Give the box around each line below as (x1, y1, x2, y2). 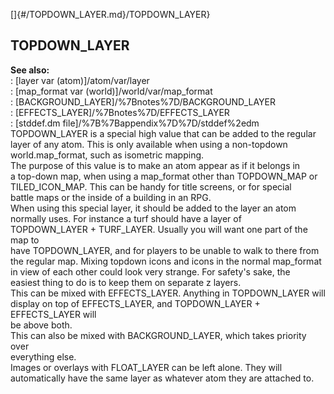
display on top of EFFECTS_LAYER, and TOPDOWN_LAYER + (10, 297, 261, 309)
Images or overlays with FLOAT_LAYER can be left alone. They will (10, 361, 283, 373)
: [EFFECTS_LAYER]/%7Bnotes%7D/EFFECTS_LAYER (10, 106, 230, 118)
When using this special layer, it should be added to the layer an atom (10, 202, 297, 214)
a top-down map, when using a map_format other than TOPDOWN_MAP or (10, 170, 318, 182)
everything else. (10, 350, 77, 363)
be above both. (10, 319, 73, 331)
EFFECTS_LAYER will (10, 308, 97, 320)
